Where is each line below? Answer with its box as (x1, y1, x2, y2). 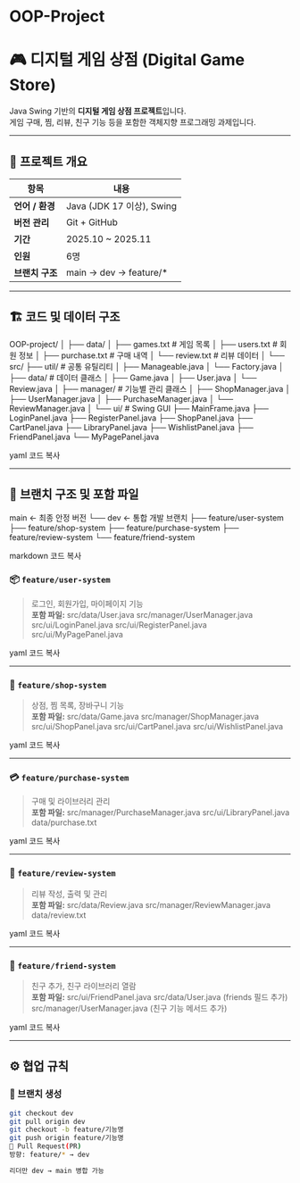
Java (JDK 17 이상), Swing (65, 199, 177, 212)
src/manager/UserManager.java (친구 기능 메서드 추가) (30, 1003, 228, 1014)
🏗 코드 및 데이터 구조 (9, 310, 121, 325)
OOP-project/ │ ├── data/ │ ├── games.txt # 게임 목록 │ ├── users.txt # (9, 338, 279, 349)
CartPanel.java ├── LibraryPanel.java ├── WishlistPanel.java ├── (9, 421, 254, 432)
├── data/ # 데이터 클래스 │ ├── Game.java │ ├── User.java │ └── (9, 372, 257, 383)
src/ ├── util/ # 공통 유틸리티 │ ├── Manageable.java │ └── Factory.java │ (9, 361, 284, 371)
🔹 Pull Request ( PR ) (9, 1142, 82, 1151)
